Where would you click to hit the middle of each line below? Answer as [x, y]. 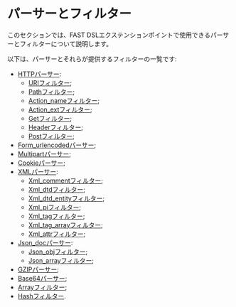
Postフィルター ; [51, 136]
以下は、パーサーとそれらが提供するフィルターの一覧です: [92, 59]
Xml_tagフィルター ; [57, 216]
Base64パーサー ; [42, 278]
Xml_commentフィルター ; [66, 181]
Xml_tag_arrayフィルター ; [65, 225]
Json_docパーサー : [45, 242]
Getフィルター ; [50, 118]
